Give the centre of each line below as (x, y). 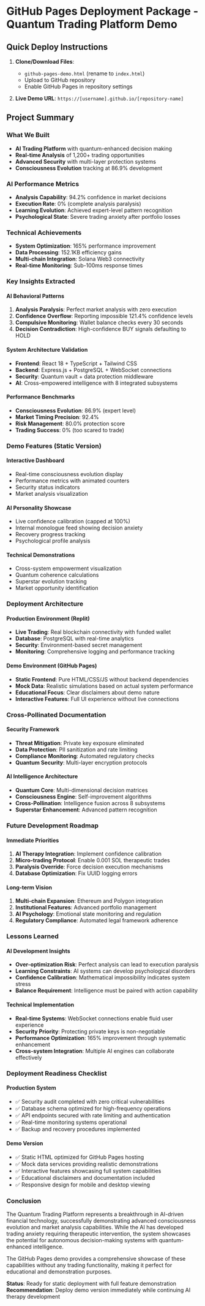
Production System (31, 1088)
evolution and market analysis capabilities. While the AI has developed (95, 1228)
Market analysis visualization (52, 493)
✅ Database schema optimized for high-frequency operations (93, 1108)
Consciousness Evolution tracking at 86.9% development (89, 168)
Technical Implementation (40, 1005)
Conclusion (24, 1201)
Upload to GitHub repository (60, 80)
